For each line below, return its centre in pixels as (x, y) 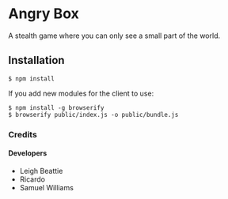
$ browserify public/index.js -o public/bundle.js (93, 115)
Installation (36, 60)
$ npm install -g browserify (56, 107)
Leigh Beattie (41, 171)
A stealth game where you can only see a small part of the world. (114, 36)
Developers (28, 153)
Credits (23, 134)
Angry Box (44, 14)
